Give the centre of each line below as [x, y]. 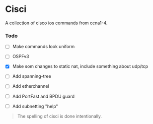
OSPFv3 [21, 57]
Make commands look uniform [43, 47]
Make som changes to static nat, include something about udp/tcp [80, 66]
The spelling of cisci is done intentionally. [60, 116]
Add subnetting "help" [35, 106]
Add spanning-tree [32, 76]
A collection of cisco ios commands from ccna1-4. [56, 23]
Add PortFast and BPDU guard [43, 96]
